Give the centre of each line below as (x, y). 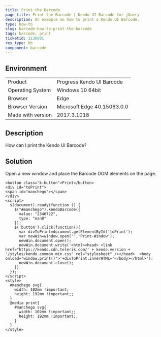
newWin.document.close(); (46, 263)
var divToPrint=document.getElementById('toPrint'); (76, 232)
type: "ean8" (33, 219)
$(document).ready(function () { (45, 205)
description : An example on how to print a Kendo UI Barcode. (72, 19)
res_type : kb (19, 43)
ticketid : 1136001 (25, 39)
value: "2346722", (38, 214)
